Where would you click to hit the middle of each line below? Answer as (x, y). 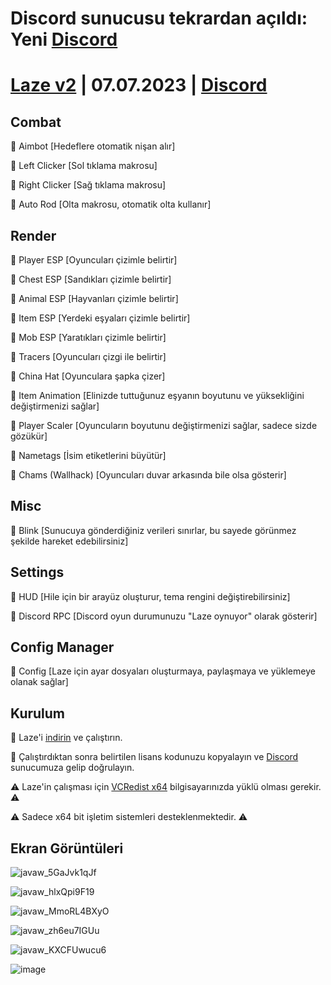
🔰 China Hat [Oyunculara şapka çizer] (88, 376)
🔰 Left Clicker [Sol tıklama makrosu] (84, 166)
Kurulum (38, 713)
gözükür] (29, 436)
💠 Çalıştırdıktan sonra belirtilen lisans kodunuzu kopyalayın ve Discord (154, 757)
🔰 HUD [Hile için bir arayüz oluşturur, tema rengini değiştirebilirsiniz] (150, 596)
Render (33, 235)
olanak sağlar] (39, 682)
